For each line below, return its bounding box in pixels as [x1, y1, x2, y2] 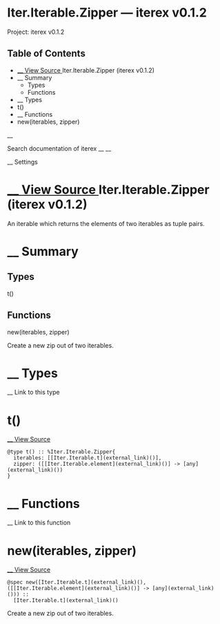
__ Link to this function [7, 518, 71, 527]
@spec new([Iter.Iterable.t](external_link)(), [7, 579, 147, 586]
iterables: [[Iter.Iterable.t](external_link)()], [13, 455, 162, 462]
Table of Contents [7, 48, 86, 59]
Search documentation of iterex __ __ [7, 144, 112, 153]
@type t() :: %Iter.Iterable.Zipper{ [7, 448, 116, 455]
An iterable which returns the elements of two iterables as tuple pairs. [7, 219, 205, 227]
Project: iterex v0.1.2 [7, 28, 65, 36]
